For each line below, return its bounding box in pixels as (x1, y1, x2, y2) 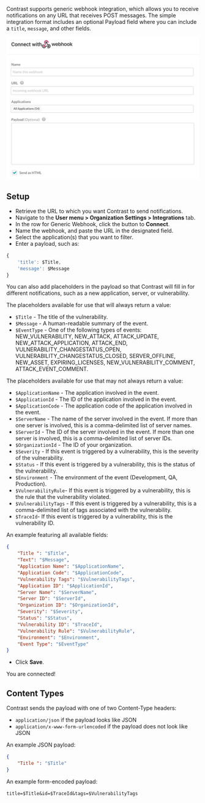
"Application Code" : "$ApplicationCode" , (17, 569, 124, 576)
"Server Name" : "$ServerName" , (17, 589, 97, 595)
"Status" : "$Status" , (17, 615, 72, 622)
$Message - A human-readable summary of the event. (15, 320, 149, 327)
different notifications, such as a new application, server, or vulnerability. (6, 289, 190, 297)
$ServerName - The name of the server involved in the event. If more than (15, 415, 198, 422)
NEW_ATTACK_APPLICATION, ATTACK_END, (15, 340, 128, 347)
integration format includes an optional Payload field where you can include (6, 18, 197, 25)
